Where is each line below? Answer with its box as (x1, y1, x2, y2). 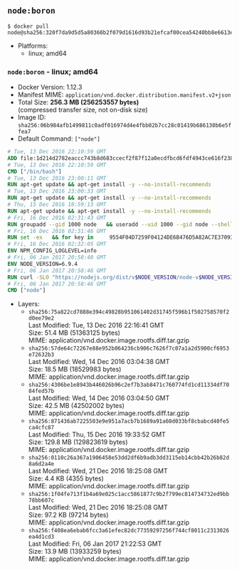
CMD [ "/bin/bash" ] (7, 168, 62, 175)
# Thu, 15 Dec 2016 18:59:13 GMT (7, 201, 107, 208)
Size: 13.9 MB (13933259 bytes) (28, 547, 122, 556)
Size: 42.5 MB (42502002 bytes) (28, 402, 125, 410)
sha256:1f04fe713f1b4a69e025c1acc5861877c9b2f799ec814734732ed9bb (28, 490, 230, 498)
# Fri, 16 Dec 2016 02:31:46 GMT (7, 227, 107, 235)
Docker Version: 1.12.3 (17, 83, 83, 92)
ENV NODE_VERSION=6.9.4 (7, 260, 78, 267)
